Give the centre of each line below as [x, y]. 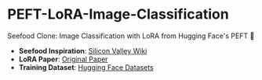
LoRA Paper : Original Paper [63, 59]
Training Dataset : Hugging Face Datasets [86, 67]
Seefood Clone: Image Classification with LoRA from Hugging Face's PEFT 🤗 [131, 36]
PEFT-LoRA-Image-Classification [118, 14]
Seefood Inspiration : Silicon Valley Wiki [83, 50]
